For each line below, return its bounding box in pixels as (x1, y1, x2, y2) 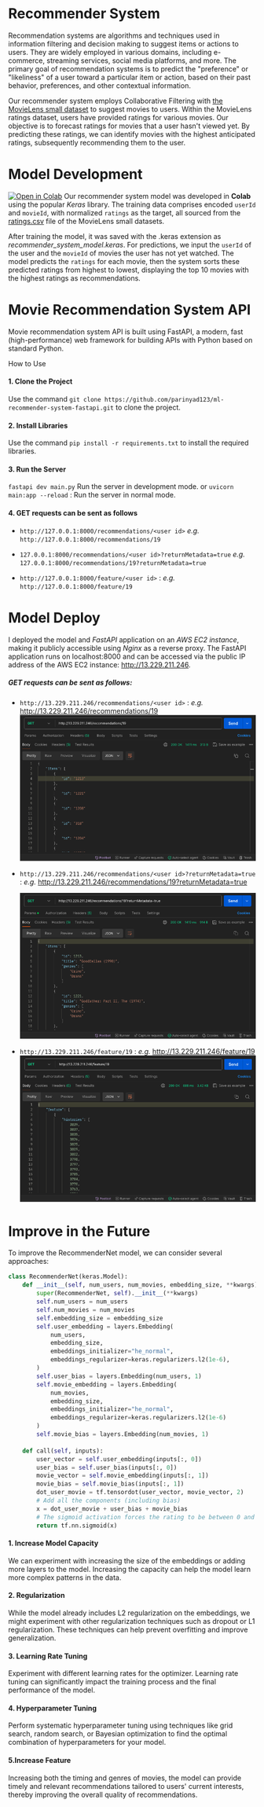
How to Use (8, 358, 46, 368)
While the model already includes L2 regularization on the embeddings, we (8, 1608, 251, 1618)
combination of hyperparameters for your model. (8, 1738, 167, 1747)
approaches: (8, 1257, 49, 1266)
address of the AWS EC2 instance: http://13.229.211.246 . (8, 659, 191, 669)
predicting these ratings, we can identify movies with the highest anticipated (8, 129, 255, 138)
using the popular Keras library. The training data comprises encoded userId (8, 200, 256, 209)
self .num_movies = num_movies (36, 1306, 135, 1313)
